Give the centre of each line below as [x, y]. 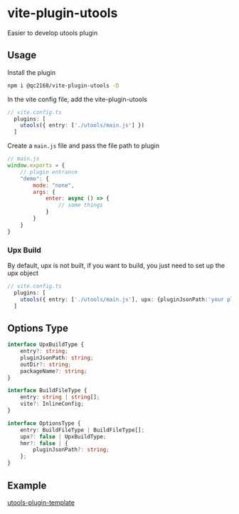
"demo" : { [35, 179]
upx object [23, 273]
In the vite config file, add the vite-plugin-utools [78, 99]
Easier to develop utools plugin [53, 33]
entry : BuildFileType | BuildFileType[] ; [82, 430]
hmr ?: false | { [44, 443]
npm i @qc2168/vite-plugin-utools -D [63, 86]
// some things [80, 205]
